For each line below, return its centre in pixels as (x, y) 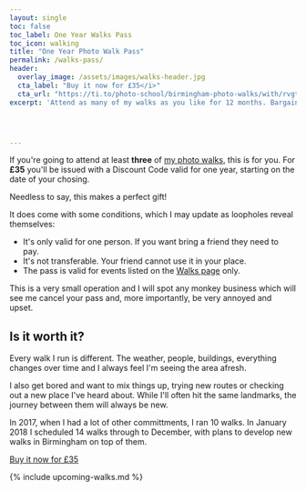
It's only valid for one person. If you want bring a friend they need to (151, 242)
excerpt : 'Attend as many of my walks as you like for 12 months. (138, 102)
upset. (21, 308)
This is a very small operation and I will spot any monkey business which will (153, 288)
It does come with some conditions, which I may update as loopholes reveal (152, 215)
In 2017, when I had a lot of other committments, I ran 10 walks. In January (148, 423)
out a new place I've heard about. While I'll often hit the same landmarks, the (153, 396)
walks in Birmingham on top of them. (78, 442)
